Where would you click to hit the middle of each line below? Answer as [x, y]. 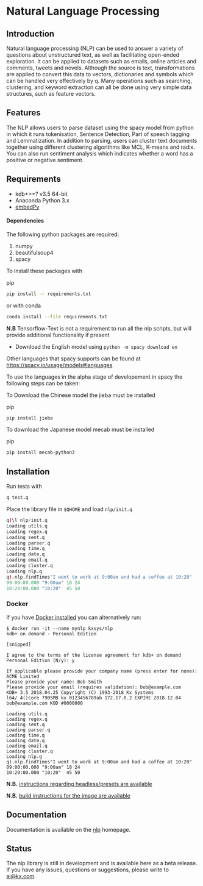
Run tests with [24, 487]
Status [19, 848]
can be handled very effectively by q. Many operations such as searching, [99, 81]
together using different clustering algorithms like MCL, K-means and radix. [101, 147]
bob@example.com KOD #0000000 [45, 703]
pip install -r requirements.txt [49, 294]
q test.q [17, 498]
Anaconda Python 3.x [42, 200]
